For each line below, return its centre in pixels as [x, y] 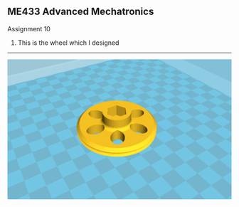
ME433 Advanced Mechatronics [81, 12]
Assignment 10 [29, 28]
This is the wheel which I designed [68, 43]
